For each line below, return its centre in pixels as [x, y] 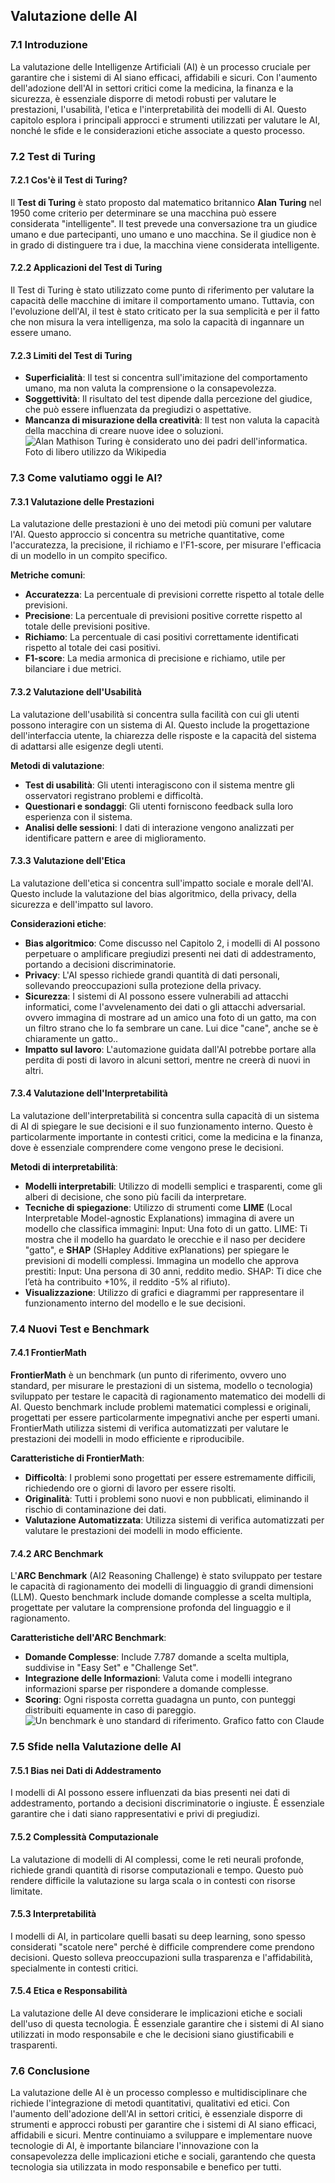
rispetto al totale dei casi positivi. [92, 648]
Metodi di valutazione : [57, 765]
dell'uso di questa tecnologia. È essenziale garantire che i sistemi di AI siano [167, 2024]
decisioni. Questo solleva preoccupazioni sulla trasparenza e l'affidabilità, [161, 1957]
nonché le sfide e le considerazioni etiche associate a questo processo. [158, 130]
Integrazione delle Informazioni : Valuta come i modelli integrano [158, 1678]
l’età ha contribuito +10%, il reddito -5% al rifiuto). [127, 1281]
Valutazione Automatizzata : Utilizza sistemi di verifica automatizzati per [174, 1520]
